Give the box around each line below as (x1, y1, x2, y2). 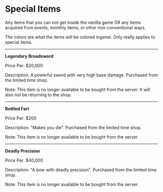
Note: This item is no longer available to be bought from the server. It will (5, 87, 150, 92)
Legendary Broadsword (5, 53, 54, 59)
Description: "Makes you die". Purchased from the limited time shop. (5, 124, 142, 130)
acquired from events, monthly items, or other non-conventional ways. (5, 24, 146, 30)
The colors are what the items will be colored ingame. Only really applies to (5, 34, 155, 40)
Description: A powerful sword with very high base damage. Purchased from (5, 72, 158, 78)
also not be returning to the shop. (5, 91, 72, 98)
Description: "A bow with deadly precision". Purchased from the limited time (5, 167, 157, 173)
